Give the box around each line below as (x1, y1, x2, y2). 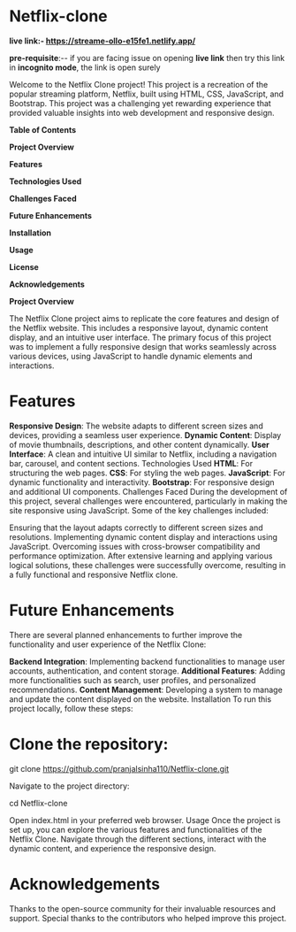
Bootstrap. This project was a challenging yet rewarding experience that (9, 97, 271, 108)
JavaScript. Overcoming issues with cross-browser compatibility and (9, 541, 261, 551)
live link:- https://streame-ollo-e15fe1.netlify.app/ (9, 35, 196, 46)
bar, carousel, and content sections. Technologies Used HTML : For (9, 458, 254, 468)
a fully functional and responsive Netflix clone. (9, 569, 178, 580)
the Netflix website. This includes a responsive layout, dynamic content (9, 322, 269, 333)
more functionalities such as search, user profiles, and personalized (9, 674, 256, 685)
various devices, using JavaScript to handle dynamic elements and (9, 350, 254, 361)
